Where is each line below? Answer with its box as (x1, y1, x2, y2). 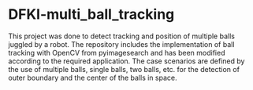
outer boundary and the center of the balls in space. (8, 73, 177, 82)
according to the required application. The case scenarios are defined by (8, 56, 245, 66)
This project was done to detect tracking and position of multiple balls (8, 31, 235, 41)
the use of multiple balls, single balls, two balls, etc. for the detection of (8, 64, 240, 74)
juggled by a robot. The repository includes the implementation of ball (8, 39, 235, 49)
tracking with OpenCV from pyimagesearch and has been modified (8, 48, 225, 57)
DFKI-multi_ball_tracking (8, 5, 175, 23)
